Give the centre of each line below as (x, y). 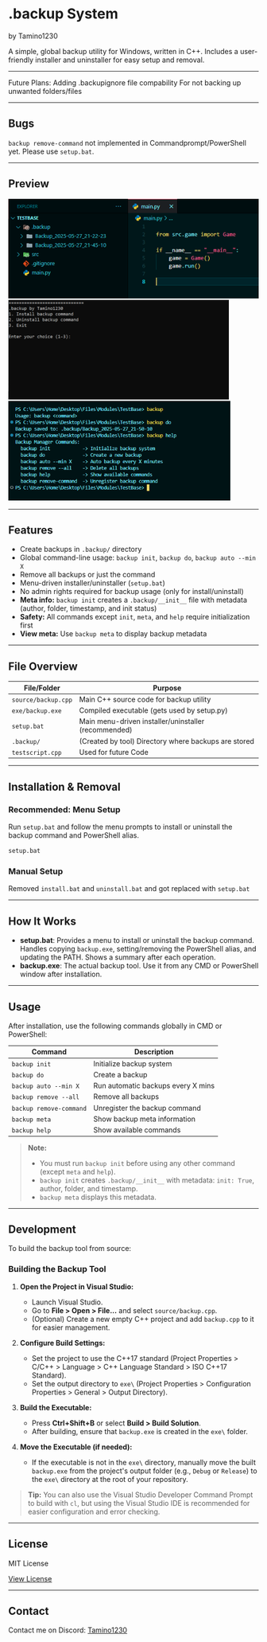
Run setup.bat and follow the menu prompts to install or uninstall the (120, 827)
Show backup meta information (145, 1119)
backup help (31, 1131)
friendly (21, 60)
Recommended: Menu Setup (64, 809)
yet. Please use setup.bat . (51, 151)
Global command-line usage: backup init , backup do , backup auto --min (138, 557)
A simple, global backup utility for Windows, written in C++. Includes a (123, 51)
